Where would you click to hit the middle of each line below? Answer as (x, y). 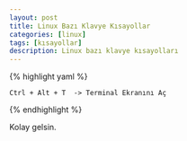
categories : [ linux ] (48, 34)
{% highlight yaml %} (49, 76)
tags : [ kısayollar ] (46, 43)
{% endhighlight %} (46, 110)
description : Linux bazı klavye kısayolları (94, 51)
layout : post (34, 18)
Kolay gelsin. (33, 128)
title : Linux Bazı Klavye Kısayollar (80, 26)
